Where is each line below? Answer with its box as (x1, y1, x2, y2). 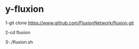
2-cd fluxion (5, 29, 31, 35)
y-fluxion (5, 3, 44, 15)
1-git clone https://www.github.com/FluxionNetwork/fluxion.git (5, 20, 134, 26)
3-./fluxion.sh (5, 39, 33, 45)
